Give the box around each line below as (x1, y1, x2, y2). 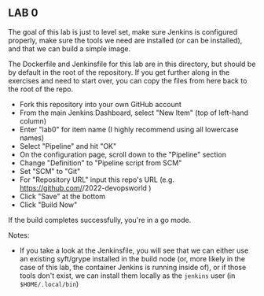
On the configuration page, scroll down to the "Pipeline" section (19, 150, 226, 159)
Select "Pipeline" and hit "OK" (19, 141, 117, 150)
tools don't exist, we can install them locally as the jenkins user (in (19, 271, 236, 280)
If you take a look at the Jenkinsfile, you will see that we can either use (19, 246, 249, 255)
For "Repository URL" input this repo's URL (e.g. (19, 175, 175, 184)
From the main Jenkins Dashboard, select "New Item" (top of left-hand (19, 108, 249, 117)
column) (19, 116, 47, 125)
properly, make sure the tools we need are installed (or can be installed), (8, 35, 243, 45)
